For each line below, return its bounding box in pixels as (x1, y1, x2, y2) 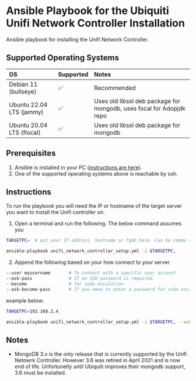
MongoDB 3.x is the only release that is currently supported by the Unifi (14, 351, 187, 358)
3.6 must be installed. (14, 369, 66, 376)
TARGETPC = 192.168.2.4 (6, 308, 59, 314)
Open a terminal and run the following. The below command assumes (14, 220, 182, 227)
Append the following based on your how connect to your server (14, 259, 170, 266)
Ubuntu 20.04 (9, 121, 48, 129)
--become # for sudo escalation (6, 281, 124, 287)
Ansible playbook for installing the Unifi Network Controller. (6, 36, 149, 43)
